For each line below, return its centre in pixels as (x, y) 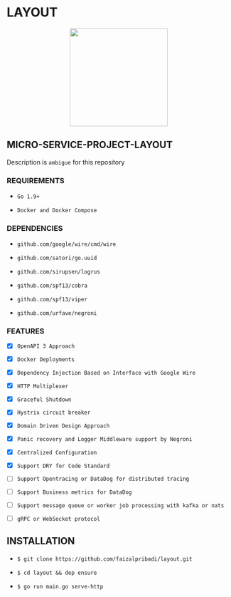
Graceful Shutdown (44, 400)
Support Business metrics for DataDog (74, 492)
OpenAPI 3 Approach (46, 346)
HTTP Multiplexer (43, 386)
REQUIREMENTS (36, 180)
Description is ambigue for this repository (66, 162)
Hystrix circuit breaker (54, 413)
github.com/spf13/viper (52, 300)
